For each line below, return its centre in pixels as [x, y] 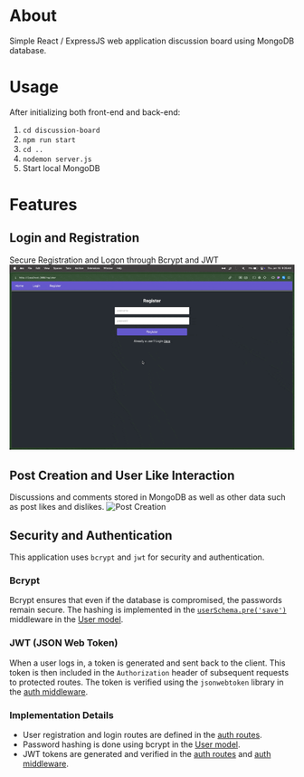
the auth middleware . [49, 691]
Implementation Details [62, 715]
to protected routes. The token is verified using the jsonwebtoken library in [147, 682]
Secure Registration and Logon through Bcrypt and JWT [114, 260]
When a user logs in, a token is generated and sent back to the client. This [147, 663]
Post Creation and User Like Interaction [122, 475]
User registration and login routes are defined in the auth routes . [142, 734]
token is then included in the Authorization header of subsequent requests [149, 672]
